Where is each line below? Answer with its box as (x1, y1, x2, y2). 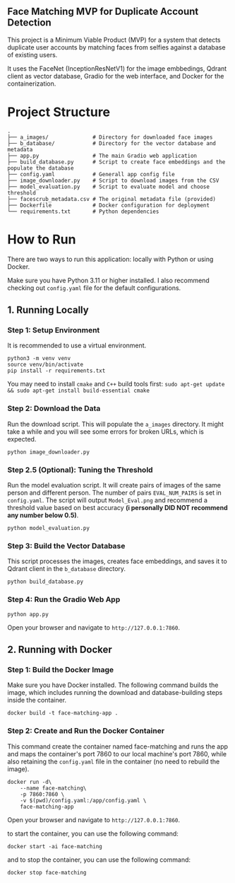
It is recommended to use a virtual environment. (7, 341, 147, 350)
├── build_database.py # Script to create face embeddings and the (7, 158, 226, 166)
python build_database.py (7, 578, 83, 586)
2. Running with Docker (7, 643, 113, 655)
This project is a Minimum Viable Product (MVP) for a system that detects (7, 35, 221, 44)
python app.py (7, 611, 49, 618)
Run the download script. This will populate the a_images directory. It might (7, 420, 224, 428)
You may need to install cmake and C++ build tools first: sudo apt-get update (7, 380, 225, 388)
